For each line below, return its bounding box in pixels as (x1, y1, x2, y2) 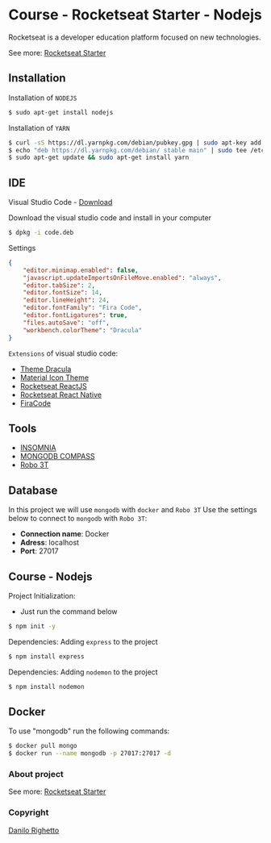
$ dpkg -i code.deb (8, 228, 74, 237)
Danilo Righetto (8, 825, 60, 835)
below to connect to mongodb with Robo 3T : (8, 514, 148, 524)
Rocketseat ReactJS (19, 381, 87, 390)
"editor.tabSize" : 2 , (23, 281, 95, 290)
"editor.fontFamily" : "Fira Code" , (23, 304, 143, 312)
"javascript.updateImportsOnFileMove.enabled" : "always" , (23, 273, 222, 282)
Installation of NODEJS (8, 93, 77, 102)
